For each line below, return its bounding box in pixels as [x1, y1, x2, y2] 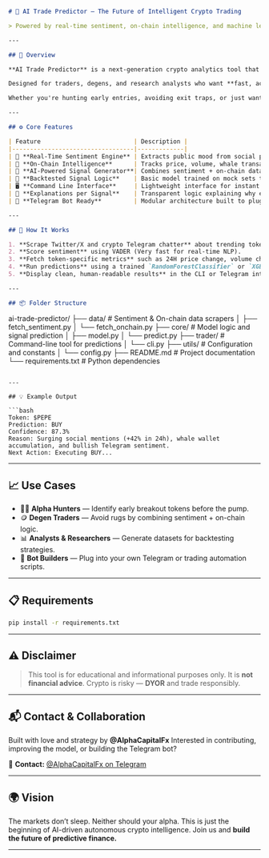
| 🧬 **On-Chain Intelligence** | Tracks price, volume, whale [8, 160, 239, 168]
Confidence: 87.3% [8, 427, 70, 435]
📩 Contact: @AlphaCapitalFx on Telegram [8, 759, 147, 768]
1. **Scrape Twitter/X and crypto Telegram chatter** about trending [8, 240, 246, 248]
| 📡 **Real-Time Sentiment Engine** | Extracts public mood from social [8, 152, 256, 160]
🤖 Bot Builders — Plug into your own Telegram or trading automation [19, 553, 247, 563]
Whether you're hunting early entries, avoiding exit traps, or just [8, 94, 246, 102]
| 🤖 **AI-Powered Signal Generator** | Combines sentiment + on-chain [8, 167, 246, 175]
